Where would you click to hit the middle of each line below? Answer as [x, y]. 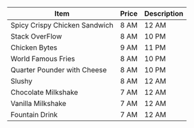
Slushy [22, 81]
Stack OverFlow [36, 36]
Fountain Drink [34, 115]
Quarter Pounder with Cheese [59, 70]
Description [164, 13]
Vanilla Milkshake [39, 104]
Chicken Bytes [34, 47]
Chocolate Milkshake [44, 92]
